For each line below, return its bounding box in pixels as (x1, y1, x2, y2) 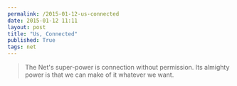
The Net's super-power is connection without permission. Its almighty (24, 63, 230, 71)
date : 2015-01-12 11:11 (7, 17, 78, 24)
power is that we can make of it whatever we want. (24, 70, 174, 79)
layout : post (7, 23, 46, 31)
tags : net (7, 43, 37, 50)
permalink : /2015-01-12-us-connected (7, 10, 120, 18)
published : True (7, 37, 56, 44)
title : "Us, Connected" (7, 30, 78, 38)
